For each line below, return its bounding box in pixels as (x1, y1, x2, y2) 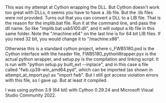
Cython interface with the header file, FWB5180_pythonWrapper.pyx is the (5, 51, 157, 57)
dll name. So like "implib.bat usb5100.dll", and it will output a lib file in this (5, 25, 155, 31)
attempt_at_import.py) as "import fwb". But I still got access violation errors (5, 72, 159, 78)
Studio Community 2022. (5, 92, 56, 98)
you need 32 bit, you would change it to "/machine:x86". (5, 36, 120, 42)
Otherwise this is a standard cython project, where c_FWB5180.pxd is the (5, 46, 155, 51)
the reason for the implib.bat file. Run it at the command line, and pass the (5, 20, 156, 26)
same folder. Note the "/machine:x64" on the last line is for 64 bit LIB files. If (5, 31, 161, 36)
